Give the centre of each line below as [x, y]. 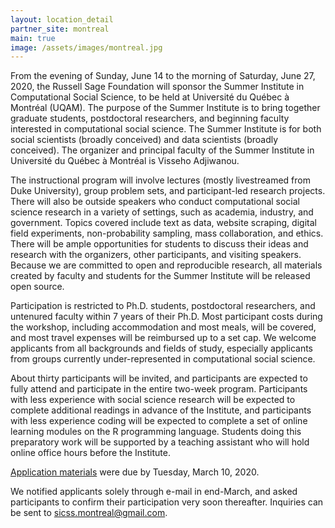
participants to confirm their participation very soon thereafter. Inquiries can [167, 502]
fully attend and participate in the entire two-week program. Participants [159, 389]
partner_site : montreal [60, 29]
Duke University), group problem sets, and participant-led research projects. [168, 191]
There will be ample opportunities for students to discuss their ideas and [159, 244]
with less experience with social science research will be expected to [153, 400]
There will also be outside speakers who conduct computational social [155, 202]
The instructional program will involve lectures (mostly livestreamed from [160, 180]
